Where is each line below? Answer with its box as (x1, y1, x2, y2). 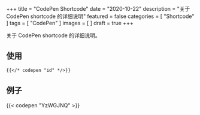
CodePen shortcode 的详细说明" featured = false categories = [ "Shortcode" (6, 13, 195, 20)
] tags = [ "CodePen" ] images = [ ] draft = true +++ (6, 20, 134, 26)
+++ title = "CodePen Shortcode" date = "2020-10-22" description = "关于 (6, 5, 190, 12)
